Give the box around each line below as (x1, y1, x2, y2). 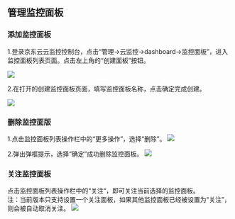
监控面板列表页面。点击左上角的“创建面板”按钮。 (7, 56, 151, 64)
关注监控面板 (7, 169, 52, 179)
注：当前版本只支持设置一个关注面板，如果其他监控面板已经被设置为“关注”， (7, 196, 231, 204)
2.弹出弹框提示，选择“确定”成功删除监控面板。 (7, 150, 143, 158)
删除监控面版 (7, 117, 52, 127)
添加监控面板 (7, 30, 52, 40)
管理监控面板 (7, 6, 64, 19)
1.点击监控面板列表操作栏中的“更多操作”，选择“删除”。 (7, 134, 166, 143)
